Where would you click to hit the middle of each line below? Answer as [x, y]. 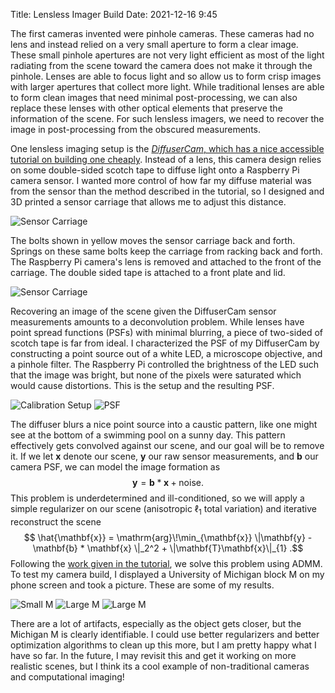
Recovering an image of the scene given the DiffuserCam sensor [143, 311]
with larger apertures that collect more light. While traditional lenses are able [167, 87]
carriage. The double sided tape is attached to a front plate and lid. [148, 272]
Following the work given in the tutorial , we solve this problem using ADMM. [166, 563]
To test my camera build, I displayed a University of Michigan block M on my [167, 574]
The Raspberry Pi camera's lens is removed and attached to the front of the [166, 262]
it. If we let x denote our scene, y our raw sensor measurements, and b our [164, 456]
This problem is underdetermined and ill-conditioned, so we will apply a [157, 498]
